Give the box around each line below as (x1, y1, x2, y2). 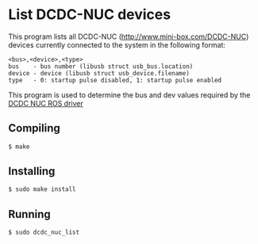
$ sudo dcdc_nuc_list (8, 228, 80, 237)
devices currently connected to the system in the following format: (8, 40, 226, 49)
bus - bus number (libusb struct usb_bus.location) (8, 62, 194, 71)
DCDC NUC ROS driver (8, 98, 83, 108)
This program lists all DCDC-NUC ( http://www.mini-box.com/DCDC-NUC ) (8, 32, 249, 41)
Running (8, 208, 52, 221)
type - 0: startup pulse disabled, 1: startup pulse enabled (8, 76, 222, 84)
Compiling (8, 121, 61, 135)
